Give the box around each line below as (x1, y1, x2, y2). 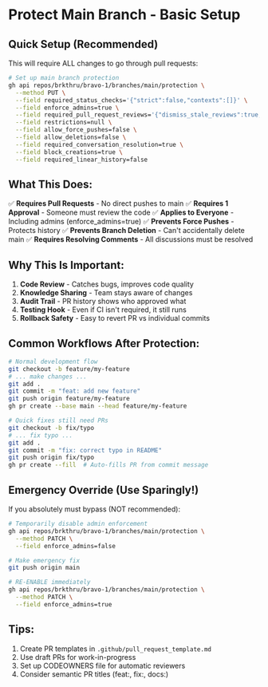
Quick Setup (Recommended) (8, 38, 159, 51)
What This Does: (8, 177, 93, 191)
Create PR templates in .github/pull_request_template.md (19, 644, 211, 653)
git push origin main (8, 564, 81, 572)
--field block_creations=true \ (15, 148, 124, 156)
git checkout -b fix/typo (8, 424, 94, 432)
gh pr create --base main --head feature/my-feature (8, 402, 187, 410)
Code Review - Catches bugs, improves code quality (19, 279, 194, 289)
